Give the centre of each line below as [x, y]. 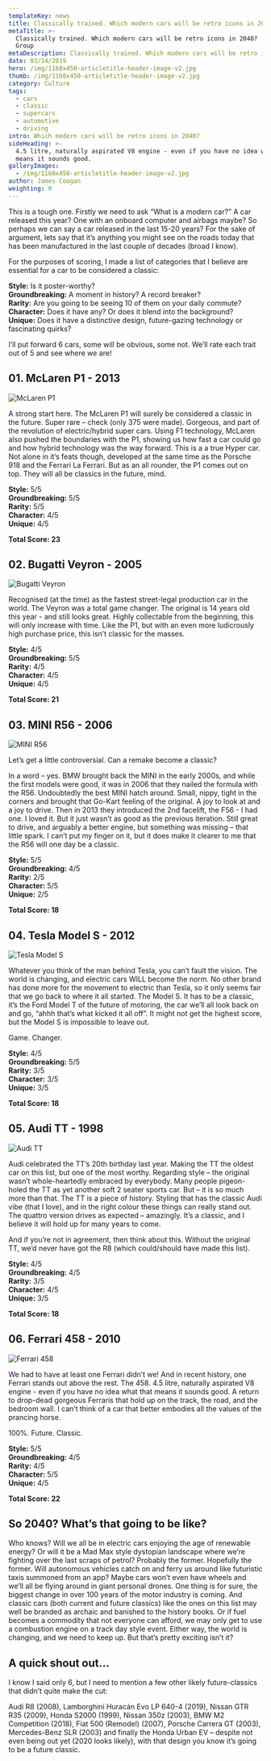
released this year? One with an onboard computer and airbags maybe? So [133, 220]
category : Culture [39, 83]
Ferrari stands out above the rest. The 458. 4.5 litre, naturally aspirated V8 [131, 1383]
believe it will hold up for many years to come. [85, 1224]
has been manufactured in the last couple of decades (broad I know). [123, 246]
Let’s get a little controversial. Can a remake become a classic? [113, 760]
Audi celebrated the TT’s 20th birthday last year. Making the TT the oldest [131, 1163]
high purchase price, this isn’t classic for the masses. [97, 634]
